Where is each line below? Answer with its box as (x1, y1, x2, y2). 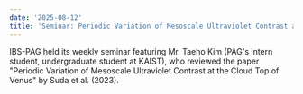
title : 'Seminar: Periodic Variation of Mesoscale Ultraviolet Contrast (9, 21, 289, 30)
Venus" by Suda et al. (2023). (9, 74, 119, 85)
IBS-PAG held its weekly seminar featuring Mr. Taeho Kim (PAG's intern (9, 46, 273, 56)
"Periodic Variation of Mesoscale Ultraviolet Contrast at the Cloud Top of (9, 64, 280, 76)
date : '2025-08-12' (9, 13, 83, 22)
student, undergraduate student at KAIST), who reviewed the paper (9, 56, 260, 66)
